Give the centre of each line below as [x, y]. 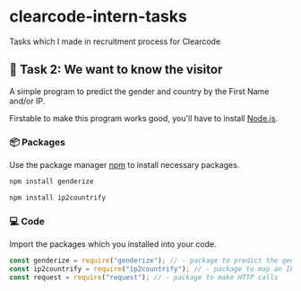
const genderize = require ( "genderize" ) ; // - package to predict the [144, 261]
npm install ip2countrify [57, 198]
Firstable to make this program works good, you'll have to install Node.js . [144, 118]
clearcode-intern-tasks [99, 17]
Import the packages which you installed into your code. [113, 244]
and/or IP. [27, 101]
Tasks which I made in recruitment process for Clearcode [115, 41]
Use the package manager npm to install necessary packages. [125, 165]
